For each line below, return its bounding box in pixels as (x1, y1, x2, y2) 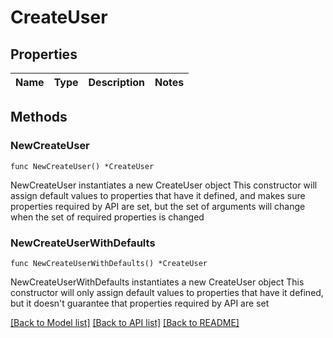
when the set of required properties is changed (10, 211, 205, 223)
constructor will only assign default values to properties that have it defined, (10, 286, 324, 298)
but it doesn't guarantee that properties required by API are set (10, 297, 270, 309)
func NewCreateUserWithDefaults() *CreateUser (10, 258, 208, 268)
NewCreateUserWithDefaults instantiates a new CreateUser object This (10, 276, 305, 288)
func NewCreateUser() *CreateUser (10, 161, 155, 171)
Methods (10, 109, 68, 126)
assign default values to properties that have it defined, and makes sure (10, 189, 306, 201)
